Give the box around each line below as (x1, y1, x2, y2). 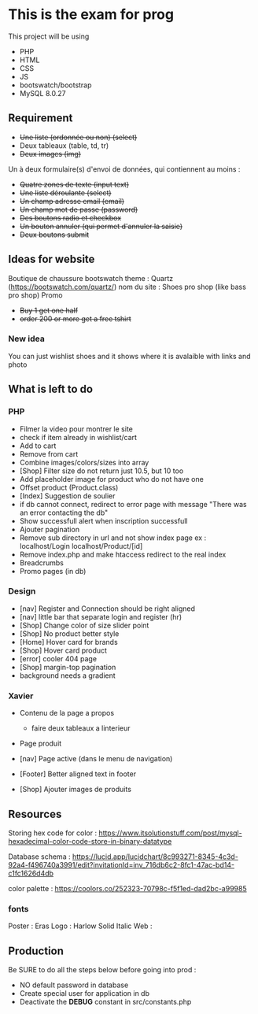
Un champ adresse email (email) (19, 196, 124, 205)
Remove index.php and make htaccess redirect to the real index (19, 550, 227, 559)
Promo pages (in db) (19, 566, 87, 575)
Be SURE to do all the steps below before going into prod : (8, 965, 197, 975)
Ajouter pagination (19, 524, 80, 534)
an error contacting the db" (19, 508, 109, 517)
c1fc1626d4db (8, 868, 53, 878)
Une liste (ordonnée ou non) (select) (19, 132, 138, 142)
